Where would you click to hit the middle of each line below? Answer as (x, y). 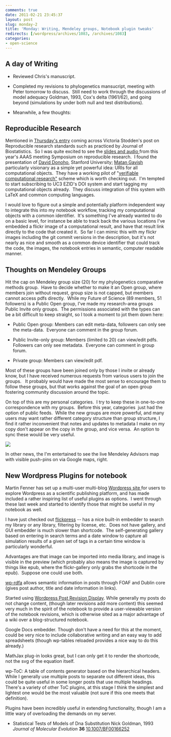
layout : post (19, 19)
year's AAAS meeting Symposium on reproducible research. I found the (81, 157)
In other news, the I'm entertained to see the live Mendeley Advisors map (82, 454)
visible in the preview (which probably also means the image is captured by (84, 562)
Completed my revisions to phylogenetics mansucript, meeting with (83, 86)
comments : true (21, 10)
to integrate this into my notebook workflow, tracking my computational (80, 210)
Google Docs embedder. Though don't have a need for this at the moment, (84, 629)
